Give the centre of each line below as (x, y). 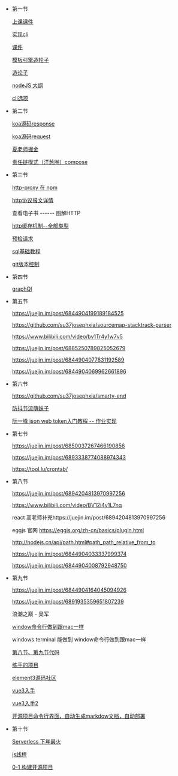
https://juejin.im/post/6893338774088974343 (69, 457)
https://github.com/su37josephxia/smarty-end (69, 396)
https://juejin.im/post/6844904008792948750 (69, 565)
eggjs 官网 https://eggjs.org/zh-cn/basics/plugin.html (78, 530)
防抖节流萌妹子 (30, 408)
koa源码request (31, 136)
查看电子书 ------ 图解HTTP (46, 213)
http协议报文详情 (33, 200)
